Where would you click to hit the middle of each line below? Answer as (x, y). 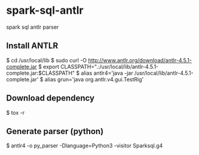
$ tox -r (16, 113)
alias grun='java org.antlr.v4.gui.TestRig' (94, 79)
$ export (49, 66)
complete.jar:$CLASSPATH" (41, 73)
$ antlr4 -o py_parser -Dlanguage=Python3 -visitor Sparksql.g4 (85, 146)
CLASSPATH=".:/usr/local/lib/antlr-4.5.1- (110, 66)
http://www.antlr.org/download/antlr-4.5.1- (140, 60)
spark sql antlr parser (33, 27)
